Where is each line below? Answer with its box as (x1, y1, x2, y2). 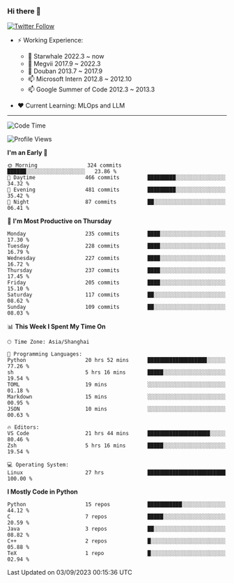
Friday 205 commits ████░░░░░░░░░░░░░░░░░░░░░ (7, 279, 226, 287)
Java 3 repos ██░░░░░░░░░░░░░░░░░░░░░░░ (7, 526, 226, 533)
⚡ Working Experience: (17, 36, 84, 45)
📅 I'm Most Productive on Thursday (7, 217, 112, 225)
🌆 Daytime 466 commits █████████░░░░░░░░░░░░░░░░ (7, 174, 226, 181)
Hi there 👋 (7, 6, 42, 16)
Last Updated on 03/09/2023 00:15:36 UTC (7, 568, 132, 577)
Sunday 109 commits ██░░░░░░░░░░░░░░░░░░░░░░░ (7, 303, 226, 311)
